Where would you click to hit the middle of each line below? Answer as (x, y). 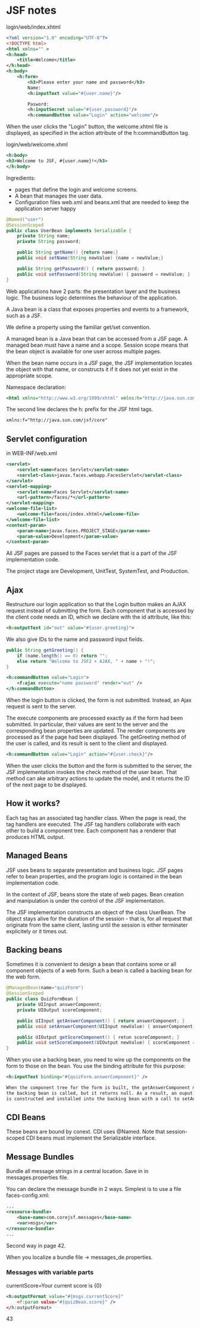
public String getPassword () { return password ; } (81, 269)
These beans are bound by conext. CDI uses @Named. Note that (86, 1132)
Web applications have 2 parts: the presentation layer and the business (93, 291)
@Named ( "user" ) (25, 219)
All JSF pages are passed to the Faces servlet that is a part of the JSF (92, 553)
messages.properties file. (37, 1178)
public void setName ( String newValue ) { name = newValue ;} (90, 258)
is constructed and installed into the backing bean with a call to (93, 1098)
